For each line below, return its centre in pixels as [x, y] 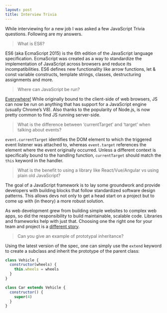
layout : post [19, 10]
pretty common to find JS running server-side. [53, 114]
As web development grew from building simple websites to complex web [81, 210]
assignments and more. [29, 80]
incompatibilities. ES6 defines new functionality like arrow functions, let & [81, 69]
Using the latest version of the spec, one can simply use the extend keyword [83, 246]
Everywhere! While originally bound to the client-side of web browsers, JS [82, 99]
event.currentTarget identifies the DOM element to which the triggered [79, 139]
